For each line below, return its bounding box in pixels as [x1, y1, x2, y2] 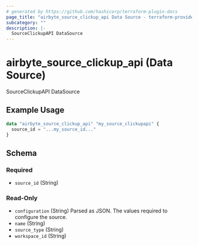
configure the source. [14, 214, 68, 221]
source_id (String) [14, 179, 59, 187]
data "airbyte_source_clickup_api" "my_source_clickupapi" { [6, 120, 160, 127]
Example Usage [6, 105, 65, 115]
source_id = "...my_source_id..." [11, 126, 96, 132]
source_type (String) [14, 226, 64, 233]
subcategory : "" [6, 19, 46, 25]
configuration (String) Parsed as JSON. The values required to [14, 207, 168, 214]
